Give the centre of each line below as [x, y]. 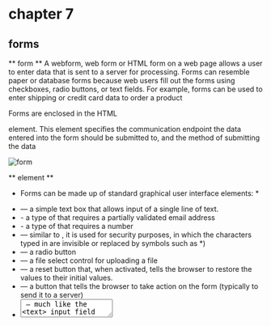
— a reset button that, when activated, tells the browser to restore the [136, 269]
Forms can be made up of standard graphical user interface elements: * [140, 193]
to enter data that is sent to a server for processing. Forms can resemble [129, 72]
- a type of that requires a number [76, 226]
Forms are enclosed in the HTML [63, 113]
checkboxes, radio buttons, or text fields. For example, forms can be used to [135, 89]
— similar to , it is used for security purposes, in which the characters [136, 235]
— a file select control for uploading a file [89, 260]
